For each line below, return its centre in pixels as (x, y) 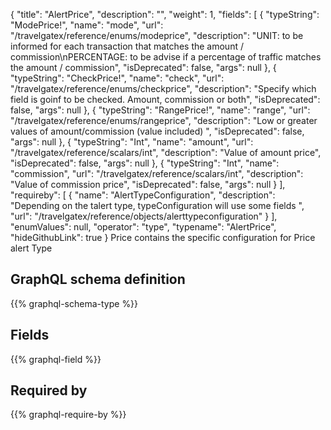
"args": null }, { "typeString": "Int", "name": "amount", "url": (132, 142)
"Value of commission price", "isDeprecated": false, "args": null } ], (148, 184)
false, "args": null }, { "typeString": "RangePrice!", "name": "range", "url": (160, 110)
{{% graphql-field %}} (56, 359)
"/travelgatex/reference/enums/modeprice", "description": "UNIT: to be (157, 35)
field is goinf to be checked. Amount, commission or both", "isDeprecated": (165, 99)
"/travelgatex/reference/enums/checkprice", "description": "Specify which (163, 88)
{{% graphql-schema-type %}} (74, 303)
